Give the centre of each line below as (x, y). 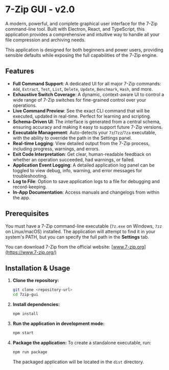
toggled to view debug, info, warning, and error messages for (77, 170)
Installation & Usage (38, 268)
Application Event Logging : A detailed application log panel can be (83, 165)
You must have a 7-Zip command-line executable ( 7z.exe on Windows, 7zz (84, 226)
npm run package (30, 352)
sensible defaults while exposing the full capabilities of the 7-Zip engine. (81, 55)
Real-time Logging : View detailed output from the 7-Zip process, (81, 143)
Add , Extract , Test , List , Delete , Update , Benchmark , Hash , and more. (83, 89)
